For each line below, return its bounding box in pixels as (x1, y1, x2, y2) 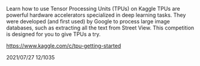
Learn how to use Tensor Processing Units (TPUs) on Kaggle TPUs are (6, 5, 181, 12)
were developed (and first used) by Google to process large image (6, 18, 171, 25)
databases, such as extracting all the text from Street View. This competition (6, 24, 195, 31)
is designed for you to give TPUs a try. (6, 31, 101, 38)
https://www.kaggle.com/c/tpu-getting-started (6, 42, 122, 49)
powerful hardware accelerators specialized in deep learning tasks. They (6, 11, 186, 19)
